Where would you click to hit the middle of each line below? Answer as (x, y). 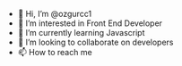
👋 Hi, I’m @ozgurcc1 (55, 14)
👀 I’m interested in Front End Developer (90, 23)
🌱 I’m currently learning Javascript (81, 33)
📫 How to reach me (55, 52)
